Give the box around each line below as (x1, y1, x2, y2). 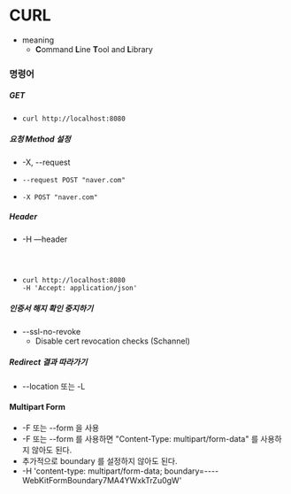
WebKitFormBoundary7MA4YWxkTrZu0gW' (21, 475, 182, 485)
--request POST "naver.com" (21, 175, 126, 184)
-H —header (21, 234, 68, 244)
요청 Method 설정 (9, 134, 71, 144)
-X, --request (21, 157, 71, 167)
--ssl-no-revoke (21, 326, 81, 336)
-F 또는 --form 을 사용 (21, 422, 100, 433)
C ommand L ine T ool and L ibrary (34, 43, 153, 54)
